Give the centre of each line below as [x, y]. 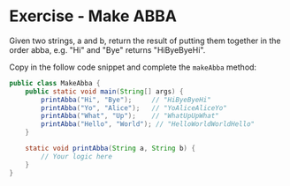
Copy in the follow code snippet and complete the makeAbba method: [133, 67]
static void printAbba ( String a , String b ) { [111, 149]
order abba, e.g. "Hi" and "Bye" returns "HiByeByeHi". [107, 49]
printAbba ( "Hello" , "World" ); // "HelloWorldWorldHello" [148, 124]
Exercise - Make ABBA [93, 16]
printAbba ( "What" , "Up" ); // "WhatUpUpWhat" [130, 116]
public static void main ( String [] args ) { [104, 91]
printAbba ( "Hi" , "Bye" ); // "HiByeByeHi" [126, 100]
